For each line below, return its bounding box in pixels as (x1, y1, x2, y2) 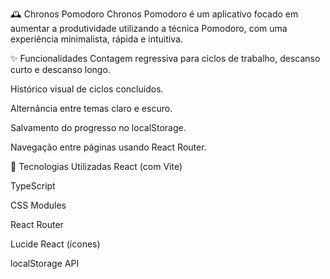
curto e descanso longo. (10, 64, 111, 75)
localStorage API (10, 258, 80, 269)
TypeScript (10, 180, 56, 192)
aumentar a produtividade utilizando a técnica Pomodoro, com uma (10, 23, 288, 34)
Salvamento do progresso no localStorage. (10, 122, 187, 133)
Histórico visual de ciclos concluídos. (10, 83, 164, 95)
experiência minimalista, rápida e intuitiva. (10, 33, 183, 45)
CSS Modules (10, 199, 67, 211)
